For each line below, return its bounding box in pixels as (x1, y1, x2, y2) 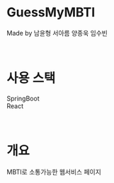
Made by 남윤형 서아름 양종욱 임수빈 (6, 28, 108, 37)
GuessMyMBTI (6, 4, 96, 21)
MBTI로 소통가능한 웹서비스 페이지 (6, 167, 102, 176)
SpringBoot (6, 94, 40, 103)
